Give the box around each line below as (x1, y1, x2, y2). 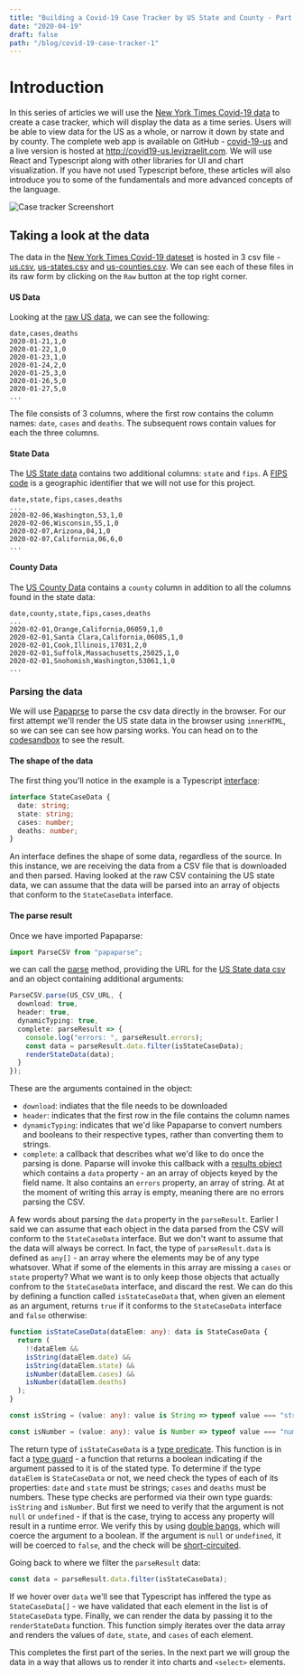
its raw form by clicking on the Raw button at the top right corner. (9, 271, 248, 281)
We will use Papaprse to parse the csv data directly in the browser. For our (9, 706, 287, 716)
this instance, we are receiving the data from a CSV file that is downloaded (9, 860, 287, 872)
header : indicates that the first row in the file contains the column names (22, 1110, 290, 1121)
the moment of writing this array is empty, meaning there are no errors (22, 1187, 284, 1198)
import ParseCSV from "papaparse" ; (9, 948, 143, 957)
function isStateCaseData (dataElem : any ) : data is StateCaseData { (9, 1327, 269, 1337)
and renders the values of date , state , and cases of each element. (9, 1629, 254, 1640)
